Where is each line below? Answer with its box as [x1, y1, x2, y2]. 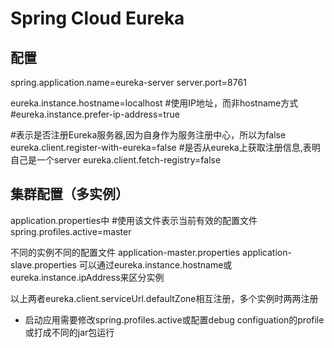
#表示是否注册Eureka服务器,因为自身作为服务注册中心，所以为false [10, 129, 287, 141]
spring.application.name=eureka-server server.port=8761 [10, 77, 247, 88]
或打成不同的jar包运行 [24, 326, 115, 338]
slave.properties [10, 258, 77, 271]
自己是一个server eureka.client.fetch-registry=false [10, 154, 222, 166]
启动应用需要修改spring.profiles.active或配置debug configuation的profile [24, 313, 325, 326]
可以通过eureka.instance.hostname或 [78, 258, 233, 271]
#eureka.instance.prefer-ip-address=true [10, 108, 180, 120]
